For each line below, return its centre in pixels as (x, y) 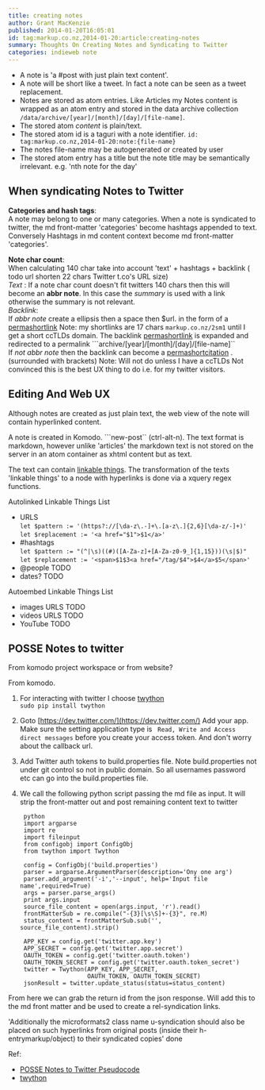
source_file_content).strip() (70, 928)
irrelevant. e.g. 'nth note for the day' (78, 166)
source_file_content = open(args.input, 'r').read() (112, 907)
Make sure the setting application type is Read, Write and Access (127, 729)
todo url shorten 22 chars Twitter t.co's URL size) (88, 276)
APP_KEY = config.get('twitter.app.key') (93, 942)
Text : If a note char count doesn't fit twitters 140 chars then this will (119, 285)
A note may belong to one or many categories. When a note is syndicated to (132, 218)
